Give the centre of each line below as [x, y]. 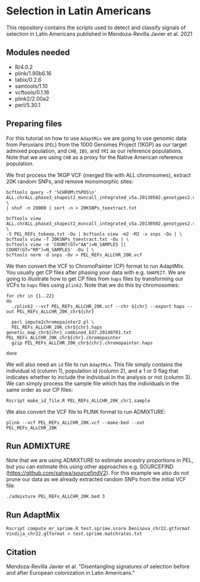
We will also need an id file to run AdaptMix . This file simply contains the [94, 364]
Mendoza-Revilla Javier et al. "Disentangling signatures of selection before [98, 566]
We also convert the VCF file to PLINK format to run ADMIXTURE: [86, 411]
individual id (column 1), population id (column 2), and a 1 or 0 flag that [92, 370]
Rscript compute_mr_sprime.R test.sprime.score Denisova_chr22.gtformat [98, 529]
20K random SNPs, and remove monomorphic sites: [70, 181]
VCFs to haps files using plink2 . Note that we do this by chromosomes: [93, 285]
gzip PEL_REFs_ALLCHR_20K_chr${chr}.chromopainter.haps [82, 343]
